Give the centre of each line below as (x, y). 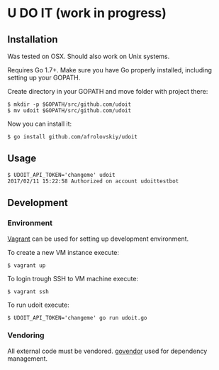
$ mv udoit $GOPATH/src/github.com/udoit (69, 111)
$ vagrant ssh (28, 292)
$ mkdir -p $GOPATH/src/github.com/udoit (69, 104)
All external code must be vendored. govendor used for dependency (107, 351)
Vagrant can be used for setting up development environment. (98, 239)
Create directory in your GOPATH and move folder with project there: (108, 91)
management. (28, 358)
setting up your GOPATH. (44, 77)
